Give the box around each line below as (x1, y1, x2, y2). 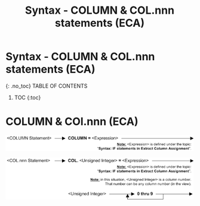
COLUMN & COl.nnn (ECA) (5, 115, 139, 128)
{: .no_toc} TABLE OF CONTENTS (5, 82, 88, 90)
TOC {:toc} (14, 94, 41, 101)
